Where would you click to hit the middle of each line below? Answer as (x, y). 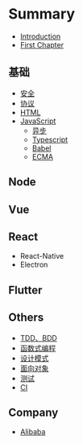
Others (26, 318)
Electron (34, 265)
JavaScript (38, 121)
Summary (41, 14)
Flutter (25, 290)
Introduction (40, 36)
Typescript (50, 139)
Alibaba (33, 432)
